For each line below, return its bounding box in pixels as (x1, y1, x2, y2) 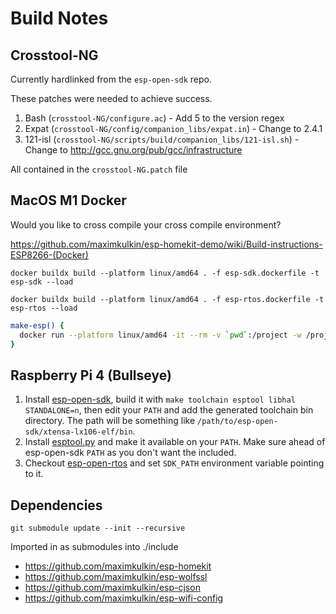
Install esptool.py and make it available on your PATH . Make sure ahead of (24, 436, 326, 448)
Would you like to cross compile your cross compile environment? (10, 218, 282, 231)
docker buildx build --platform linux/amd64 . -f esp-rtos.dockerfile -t (10, 294, 325, 304)
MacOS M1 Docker (10, 192, 127, 209)
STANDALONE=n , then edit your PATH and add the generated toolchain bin (24, 404, 314, 416)
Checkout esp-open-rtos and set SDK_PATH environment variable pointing (24, 457, 325, 469)
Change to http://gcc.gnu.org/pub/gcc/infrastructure (24, 144, 243, 156)
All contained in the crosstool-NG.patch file (10, 163, 188, 175)
